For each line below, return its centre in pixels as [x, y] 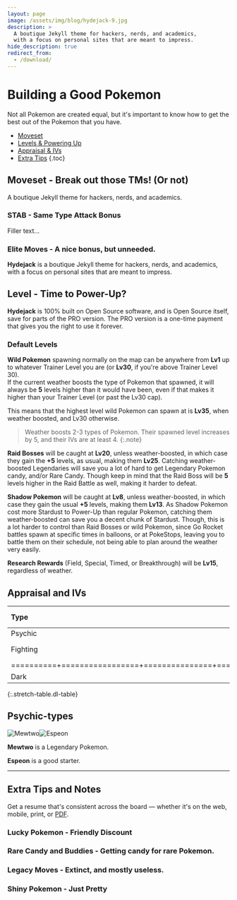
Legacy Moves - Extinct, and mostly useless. [86, 870]
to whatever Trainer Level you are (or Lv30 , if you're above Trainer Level [113, 367]
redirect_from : [30, 54]
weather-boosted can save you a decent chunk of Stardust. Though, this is [116, 520]
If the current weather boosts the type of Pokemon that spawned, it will [111, 383]
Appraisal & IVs [39, 150]
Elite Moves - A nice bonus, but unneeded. [81, 249]
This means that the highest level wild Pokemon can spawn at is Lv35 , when [118, 411]
